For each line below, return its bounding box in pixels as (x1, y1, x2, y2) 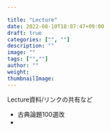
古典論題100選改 (17, 110, 65, 118)
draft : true (7, 29, 42, 36)
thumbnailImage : (7, 75, 54, 82)
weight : (7, 68, 30, 76)
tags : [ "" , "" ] (7, 55, 49, 63)
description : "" (7, 43, 54, 50)
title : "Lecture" (7, 16, 58, 23)
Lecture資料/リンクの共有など (7, 95, 93, 104)
